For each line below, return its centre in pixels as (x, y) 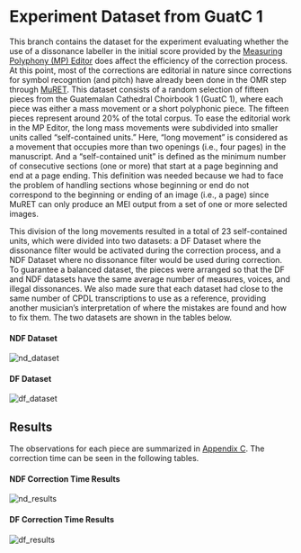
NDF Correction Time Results (65, 478)
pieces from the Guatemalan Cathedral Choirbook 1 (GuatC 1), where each (146, 99)
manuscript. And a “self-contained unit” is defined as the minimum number (148, 156)
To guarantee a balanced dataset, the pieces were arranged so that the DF (147, 269)
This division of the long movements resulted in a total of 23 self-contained (148, 231)
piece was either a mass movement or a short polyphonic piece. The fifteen (149, 108)
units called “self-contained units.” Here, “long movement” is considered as (149, 137)
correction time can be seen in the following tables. (104, 458)
